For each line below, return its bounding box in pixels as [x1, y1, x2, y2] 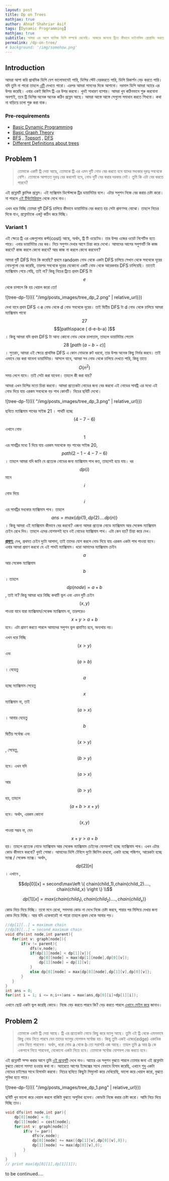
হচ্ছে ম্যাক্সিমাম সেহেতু [5, 682, 36, 688]
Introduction [5, 64, 45, 72]
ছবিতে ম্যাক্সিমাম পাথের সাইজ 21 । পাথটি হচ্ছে [5, 408, 73, 414]
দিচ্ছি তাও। [5, 1100, 22, 1106]
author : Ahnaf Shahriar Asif [5, 21, 66, 27]
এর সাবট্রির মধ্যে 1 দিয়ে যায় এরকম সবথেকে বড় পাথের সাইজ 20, [5, 442, 98, 448]
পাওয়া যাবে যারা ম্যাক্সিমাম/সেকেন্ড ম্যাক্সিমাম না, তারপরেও [5, 608, 86, 614]
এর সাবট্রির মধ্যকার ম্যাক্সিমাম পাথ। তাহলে [5, 506, 64, 512]
